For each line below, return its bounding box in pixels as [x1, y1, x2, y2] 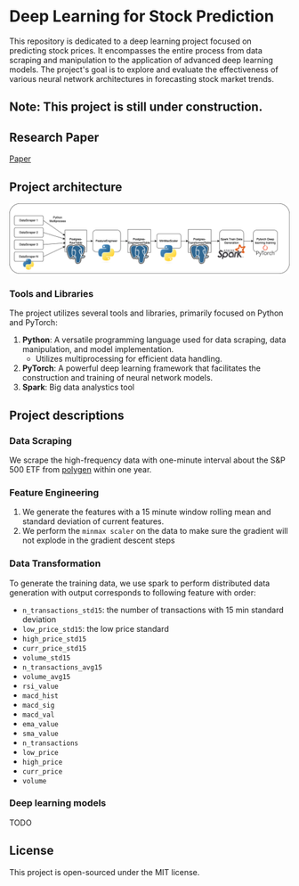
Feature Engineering [9, 486, 100, 498]
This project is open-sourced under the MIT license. [9, 866, 200, 877]
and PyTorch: [9, 317, 58, 328]
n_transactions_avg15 [21, 662, 102, 672]
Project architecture [9, 179, 123, 194]
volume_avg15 [21, 672, 71, 681]
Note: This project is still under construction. [9, 100, 263, 115]
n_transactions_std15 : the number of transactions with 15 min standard [21, 604, 285, 615]
